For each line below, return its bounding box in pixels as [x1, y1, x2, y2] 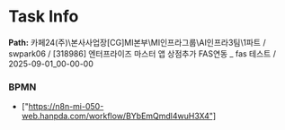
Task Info [8, 6, 79, 27]
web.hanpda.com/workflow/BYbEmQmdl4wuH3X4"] [21, 110, 217, 122]
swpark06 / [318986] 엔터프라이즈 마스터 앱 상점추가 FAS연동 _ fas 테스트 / [8, 48, 276, 59]
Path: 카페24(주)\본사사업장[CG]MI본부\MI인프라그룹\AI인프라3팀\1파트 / [8, 37, 266, 48]
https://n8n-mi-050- [28, 101, 104, 112]
